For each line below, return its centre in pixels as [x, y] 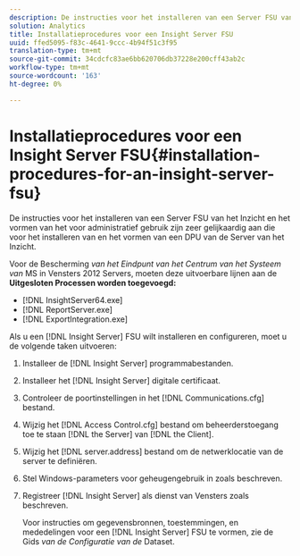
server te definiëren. [59, 460]
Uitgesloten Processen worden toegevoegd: [93, 282]
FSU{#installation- [190, 155]
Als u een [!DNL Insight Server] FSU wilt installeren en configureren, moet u [148, 336]
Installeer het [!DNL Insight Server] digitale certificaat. [121, 380]
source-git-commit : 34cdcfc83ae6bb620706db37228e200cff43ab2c [127, 59]
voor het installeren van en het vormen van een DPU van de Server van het [147, 237]
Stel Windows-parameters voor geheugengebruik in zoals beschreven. [152, 478]
